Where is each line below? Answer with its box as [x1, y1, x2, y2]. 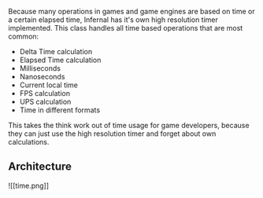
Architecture [8, 160, 72, 174]
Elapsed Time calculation [19, 55, 102, 64]
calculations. [8, 137, 50, 146]
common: [8, 31, 39, 41]
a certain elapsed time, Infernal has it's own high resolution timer [8, 15, 219, 24]
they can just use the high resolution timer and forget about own [8, 129, 217, 138]
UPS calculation [19, 97, 72, 106]
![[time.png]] [8, 181, 50, 190]
